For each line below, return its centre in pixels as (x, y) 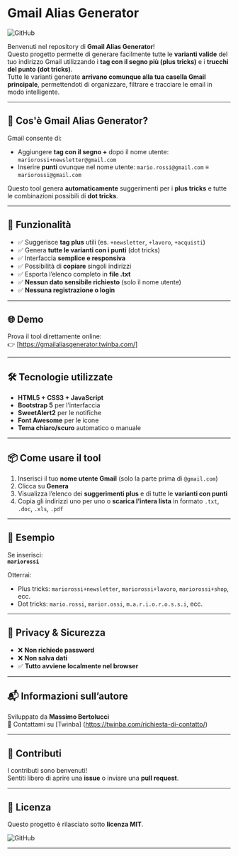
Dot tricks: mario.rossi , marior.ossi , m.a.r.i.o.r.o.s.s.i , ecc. (110, 604)
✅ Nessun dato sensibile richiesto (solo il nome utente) (100, 282)
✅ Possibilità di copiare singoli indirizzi (74, 266)
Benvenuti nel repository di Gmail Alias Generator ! (81, 46)
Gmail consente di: (35, 138)
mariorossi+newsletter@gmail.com (67, 160)
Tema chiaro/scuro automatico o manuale (79, 428)
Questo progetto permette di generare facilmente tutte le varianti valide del (118, 54)
